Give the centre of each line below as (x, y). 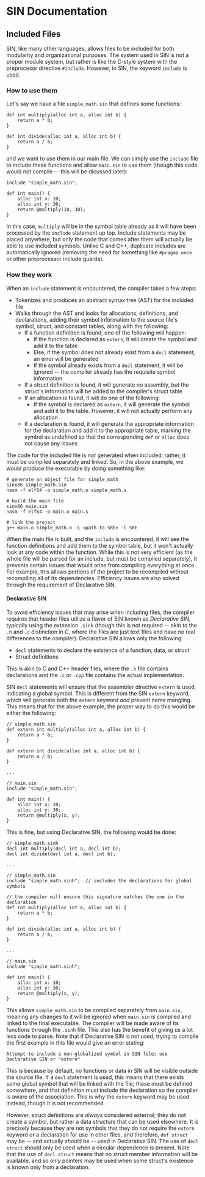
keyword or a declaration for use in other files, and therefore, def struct (97, 1134)
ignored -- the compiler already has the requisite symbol (104, 371)
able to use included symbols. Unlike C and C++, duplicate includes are (96, 246)
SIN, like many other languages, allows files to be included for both (90, 48)
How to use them (32, 90)
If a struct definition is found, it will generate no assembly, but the (106, 385)
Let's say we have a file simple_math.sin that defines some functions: (94, 104)
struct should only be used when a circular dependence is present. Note (98, 1148)
